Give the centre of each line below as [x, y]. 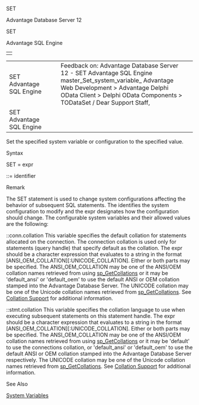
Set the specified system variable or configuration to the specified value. [95, 142]
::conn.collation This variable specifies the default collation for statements [96, 235]
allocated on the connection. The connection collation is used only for [91, 242]
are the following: [27, 224]
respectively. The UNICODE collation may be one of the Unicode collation [96, 360]
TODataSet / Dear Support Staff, [105, 103]
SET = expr [20, 164]
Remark [16, 187]
